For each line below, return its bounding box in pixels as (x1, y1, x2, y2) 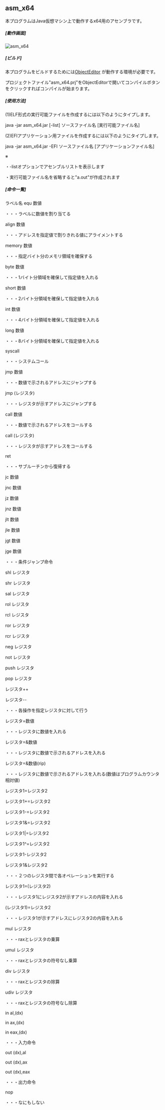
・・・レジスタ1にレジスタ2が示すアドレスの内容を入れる (5, 893, 124, 900)
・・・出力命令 (5, 1079, 36, 1085)
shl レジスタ (5, 569, 30, 575)
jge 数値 (5, 548, 22, 554)
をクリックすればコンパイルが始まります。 (5, 85, 92, 91)
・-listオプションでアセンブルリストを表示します (5, 163, 105, 169)
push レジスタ (5, 665, 34, 671)
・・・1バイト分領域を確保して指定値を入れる (5, 274, 99, 280)
